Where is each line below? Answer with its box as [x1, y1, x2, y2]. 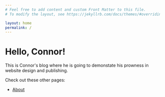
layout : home [5, 21, 32, 25]
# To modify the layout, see [5, 12, 65, 17]
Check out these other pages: [5, 77, 65, 83]
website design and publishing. [5, 68, 68, 73]
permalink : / [5, 25, 32, 30]
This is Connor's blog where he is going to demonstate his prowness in [5, 62, 149, 69]
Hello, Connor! [5, 46, 65, 57]
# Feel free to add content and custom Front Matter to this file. [5, 7, 146, 12]
